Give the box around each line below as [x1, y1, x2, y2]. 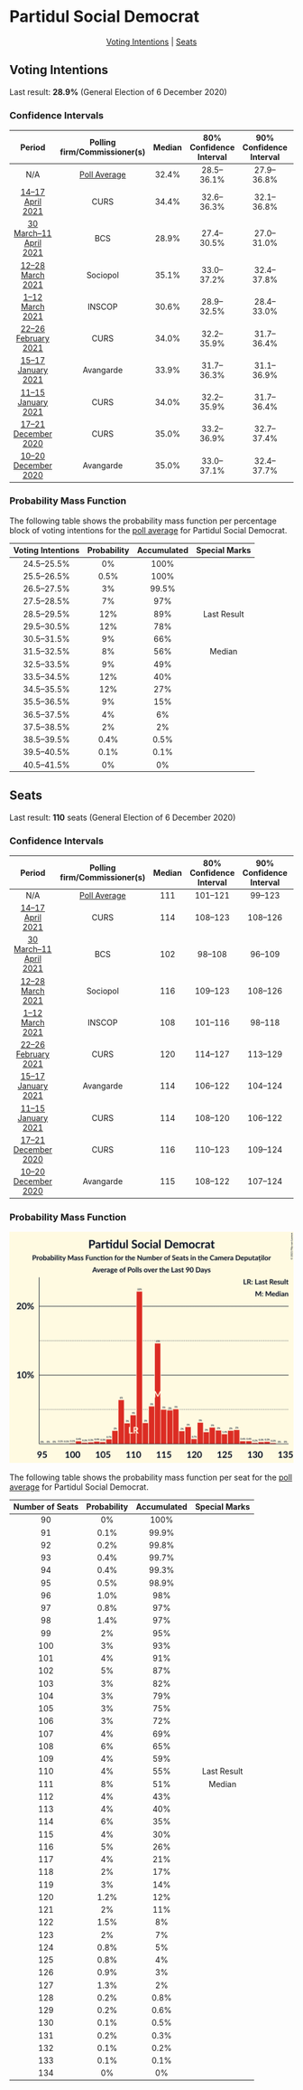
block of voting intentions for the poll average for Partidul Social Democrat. [9, 524, 288, 535]
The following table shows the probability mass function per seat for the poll [9, 1472, 293, 1483]
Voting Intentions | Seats [106, 36, 197, 47]
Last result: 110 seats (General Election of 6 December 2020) [9, 812, 236, 823]
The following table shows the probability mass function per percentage [9, 515, 277, 526]
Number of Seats [13, 1502, 79, 1512]
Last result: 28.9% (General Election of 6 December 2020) [9, 86, 227, 97]
